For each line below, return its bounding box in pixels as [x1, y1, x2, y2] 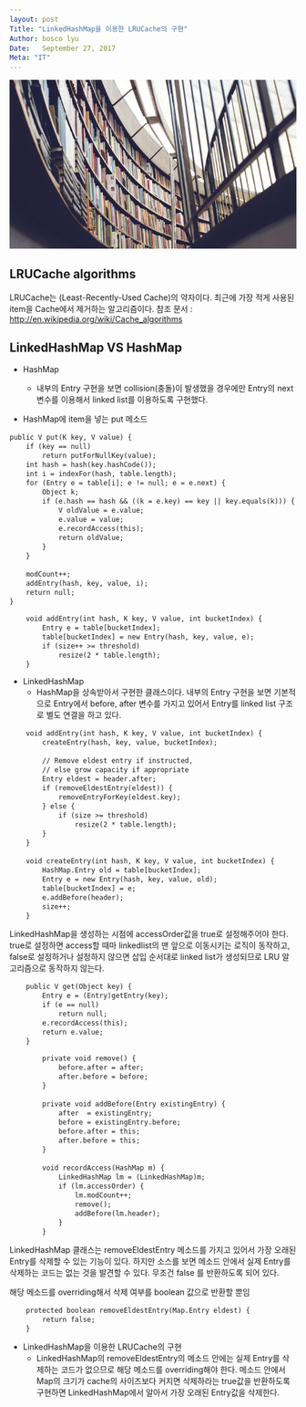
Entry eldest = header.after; [42, 775, 157, 784]
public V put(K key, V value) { [9, 433, 132, 443]
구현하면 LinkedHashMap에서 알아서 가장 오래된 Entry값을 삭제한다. [36, 1387, 280, 1398]
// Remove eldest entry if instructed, [42, 756, 194, 766]
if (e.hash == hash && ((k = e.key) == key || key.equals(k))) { [42, 497, 296, 506]
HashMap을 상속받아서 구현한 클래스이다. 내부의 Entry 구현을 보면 [36, 687, 272, 698]
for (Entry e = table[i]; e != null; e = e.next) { [25, 479, 226, 488]
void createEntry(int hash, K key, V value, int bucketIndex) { [25, 857, 275, 866]
